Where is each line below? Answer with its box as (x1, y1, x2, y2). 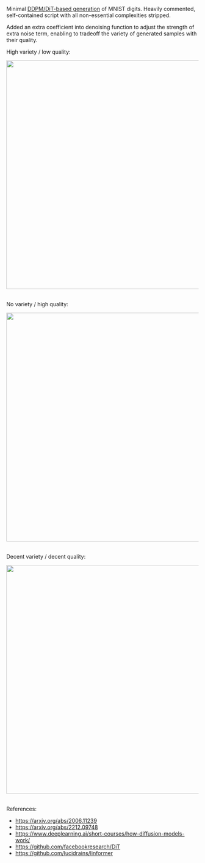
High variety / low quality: (6, 48, 71, 56)
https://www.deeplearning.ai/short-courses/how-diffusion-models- (15, 830, 185, 837)
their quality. (6, 37, 38, 43)
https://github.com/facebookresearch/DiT (15, 843, 121, 850)
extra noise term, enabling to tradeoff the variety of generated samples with (6, 30, 197, 37)
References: (6, 805, 37, 812)
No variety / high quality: (6, 301, 68, 307)
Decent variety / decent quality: (6, 553, 86, 560)
